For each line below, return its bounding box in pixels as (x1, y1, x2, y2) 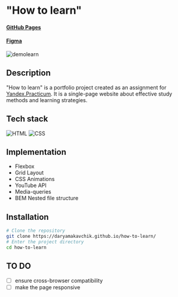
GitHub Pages (6, 23, 41, 30)
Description (6, 68, 51, 78)
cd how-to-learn (6, 244, 47, 250)
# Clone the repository (6, 228, 66, 234)
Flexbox (14, 163, 35, 170)
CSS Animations (14, 176, 55, 183)
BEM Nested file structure (14, 195, 79, 202)
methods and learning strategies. (6, 96, 88, 103)
